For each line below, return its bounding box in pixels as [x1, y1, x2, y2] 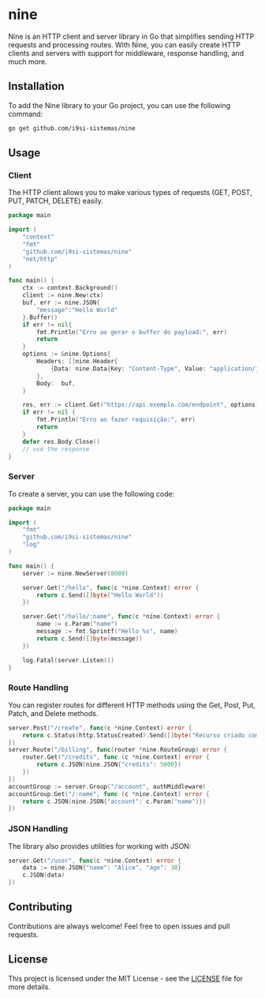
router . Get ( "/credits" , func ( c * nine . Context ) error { [22, 753, 211, 761]
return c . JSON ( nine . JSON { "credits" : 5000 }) [36, 760, 181, 769]
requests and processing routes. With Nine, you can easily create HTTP [8, 39, 241, 49]
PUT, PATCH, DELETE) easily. [8, 196, 104, 206]
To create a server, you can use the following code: [8, 489, 175, 498]
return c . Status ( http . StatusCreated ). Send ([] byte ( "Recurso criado [22, 731, 245, 739]
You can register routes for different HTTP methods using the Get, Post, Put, [8, 700, 256, 710]
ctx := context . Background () [22, 284, 118, 292]
